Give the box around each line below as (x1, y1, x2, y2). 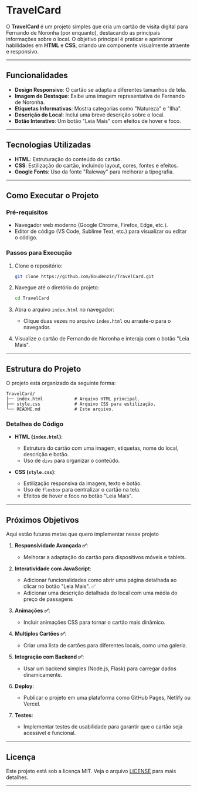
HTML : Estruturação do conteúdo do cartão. (14, 155, 122, 162)
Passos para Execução (6, 249, 72, 257)
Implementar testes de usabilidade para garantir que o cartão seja (23, 723, 183, 730)
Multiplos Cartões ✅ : (14, 630, 67, 637)
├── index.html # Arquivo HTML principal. (6, 396, 141, 402)
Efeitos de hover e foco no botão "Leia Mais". (23, 492, 133, 500)
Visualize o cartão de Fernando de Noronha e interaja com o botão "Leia (14, 335, 189, 342)
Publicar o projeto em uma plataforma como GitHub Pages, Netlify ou (23, 694, 191, 701)
